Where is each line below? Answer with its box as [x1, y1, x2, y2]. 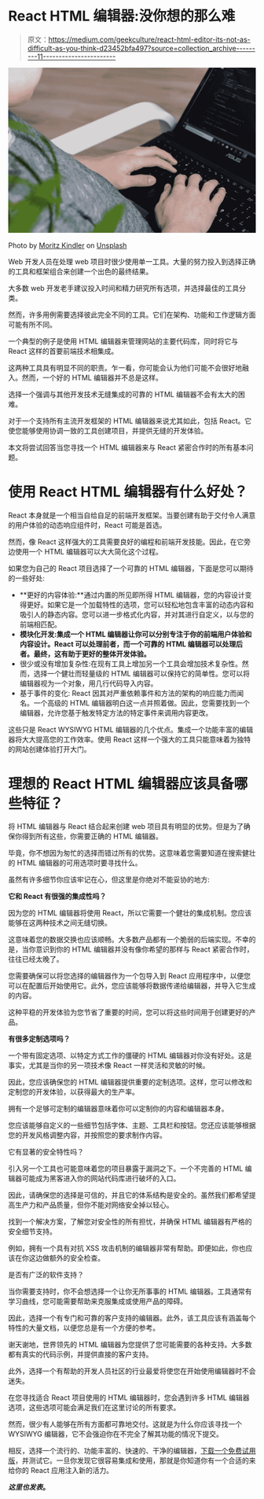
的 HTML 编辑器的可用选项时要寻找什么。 [8, 858, 142, 867]
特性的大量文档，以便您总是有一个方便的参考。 [8, 1323, 159, 1333]
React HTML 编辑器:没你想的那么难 [8, 7, 236, 25]
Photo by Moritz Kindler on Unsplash [8, 241, 127, 250]
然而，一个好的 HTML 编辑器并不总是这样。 [21, 373, 163, 382]
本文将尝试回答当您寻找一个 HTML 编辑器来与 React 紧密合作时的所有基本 [8, 442, 247, 452]
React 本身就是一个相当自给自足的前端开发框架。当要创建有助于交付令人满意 [8, 510, 256, 520]
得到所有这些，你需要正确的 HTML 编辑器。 [21, 831, 163, 842]
